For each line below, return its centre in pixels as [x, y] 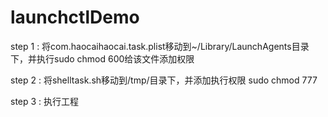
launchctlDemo [75, 17]
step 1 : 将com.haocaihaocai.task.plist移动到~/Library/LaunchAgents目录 [160, 46]
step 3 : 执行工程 [45, 101]
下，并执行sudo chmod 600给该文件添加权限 [102, 58]
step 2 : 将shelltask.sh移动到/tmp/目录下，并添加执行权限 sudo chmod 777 [164, 80]
